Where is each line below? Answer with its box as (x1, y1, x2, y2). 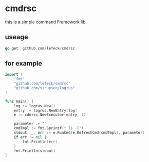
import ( (5, 72, 23, 77)
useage (5, 33, 28, 41)
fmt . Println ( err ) (22, 139, 57, 144)
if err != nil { (14, 134, 47, 140)
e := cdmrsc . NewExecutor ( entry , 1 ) (14, 113, 86, 117)
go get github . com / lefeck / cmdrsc (5, 46, 75, 51)
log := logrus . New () (14, 103, 56, 108)
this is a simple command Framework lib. (5, 19, 87, 25)
